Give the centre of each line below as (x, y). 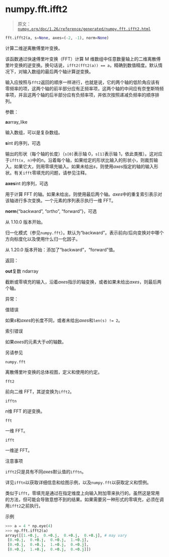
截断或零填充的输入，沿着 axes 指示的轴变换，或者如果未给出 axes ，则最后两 (83, 282)
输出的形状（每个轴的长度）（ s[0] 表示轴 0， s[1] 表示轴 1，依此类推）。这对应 (84, 154)
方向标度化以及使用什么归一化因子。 (43, 239)
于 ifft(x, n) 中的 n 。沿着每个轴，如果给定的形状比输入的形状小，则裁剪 (79, 160)
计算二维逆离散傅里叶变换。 (34, 48)
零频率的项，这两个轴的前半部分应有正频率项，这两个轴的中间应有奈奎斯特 (82, 88)
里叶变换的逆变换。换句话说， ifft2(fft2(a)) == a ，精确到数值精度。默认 (82, 65)
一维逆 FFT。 (19, 450)
